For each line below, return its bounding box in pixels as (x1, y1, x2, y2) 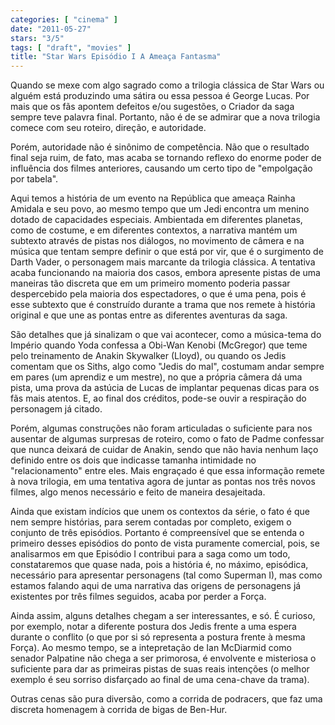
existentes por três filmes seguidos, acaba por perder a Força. (10, 591, 267, 603)
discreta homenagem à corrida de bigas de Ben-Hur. (10, 704, 228, 716)
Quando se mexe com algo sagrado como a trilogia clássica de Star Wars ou (10, 79, 325, 91)
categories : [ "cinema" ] (10, 14, 118, 25)
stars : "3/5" (10, 33, 65, 43)
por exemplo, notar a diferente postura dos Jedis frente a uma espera (10, 621, 297, 633)
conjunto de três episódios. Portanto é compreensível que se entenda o (10, 527, 305, 539)
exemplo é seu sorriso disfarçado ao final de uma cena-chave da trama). (10, 674, 310, 686)
